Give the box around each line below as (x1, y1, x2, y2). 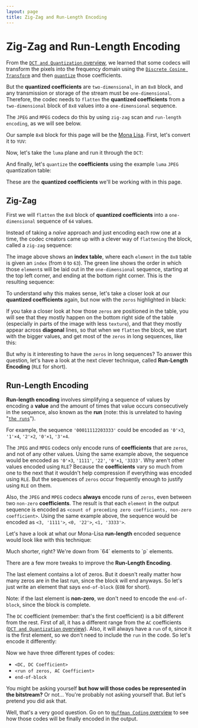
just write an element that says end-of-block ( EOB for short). (6, 583, 151, 591)
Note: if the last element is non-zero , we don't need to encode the (6, 595, 168, 602)
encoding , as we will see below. (6, 120, 82, 127)
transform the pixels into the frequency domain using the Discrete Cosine (6, 66, 186, 73)
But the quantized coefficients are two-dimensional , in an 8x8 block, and (6, 84, 183, 91)
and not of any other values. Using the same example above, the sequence (6, 451, 189, 458)
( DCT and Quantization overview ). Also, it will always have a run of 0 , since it (6, 626, 192, 633)
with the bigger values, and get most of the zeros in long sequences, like (6, 333, 183, 340)
